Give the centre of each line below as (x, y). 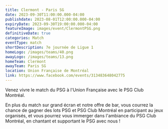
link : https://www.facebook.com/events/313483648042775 (65, 76)
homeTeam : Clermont (26, 61)
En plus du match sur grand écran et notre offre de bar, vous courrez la (79, 105)
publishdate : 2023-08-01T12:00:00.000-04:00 (53, 19)
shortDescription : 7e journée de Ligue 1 (49, 47)
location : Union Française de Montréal (47, 71)
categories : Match (24, 38)
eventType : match (23, 43)
